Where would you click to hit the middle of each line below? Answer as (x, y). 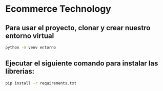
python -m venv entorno (31, 48)
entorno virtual (30, 36)
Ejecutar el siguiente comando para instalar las (82, 64)
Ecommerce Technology (58, 9)
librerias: (20, 71)
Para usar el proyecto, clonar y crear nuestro (78, 28)
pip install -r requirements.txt (41, 83)
